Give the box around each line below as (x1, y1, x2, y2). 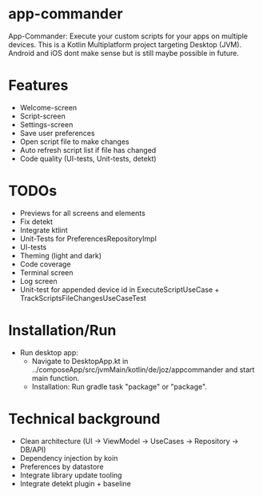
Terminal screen (19, 267, 74, 277)
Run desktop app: (19, 347, 78, 357)
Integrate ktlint (19, 225, 68, 234)
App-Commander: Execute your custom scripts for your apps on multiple (8, 31, 248, 41)
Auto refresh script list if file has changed (19, 145, 157, 154)
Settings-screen (19, 119, 74, 129)
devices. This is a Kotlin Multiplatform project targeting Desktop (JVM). (8, 39, 242, 49)
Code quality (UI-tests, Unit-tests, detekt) (19, 154, 157, 163)
